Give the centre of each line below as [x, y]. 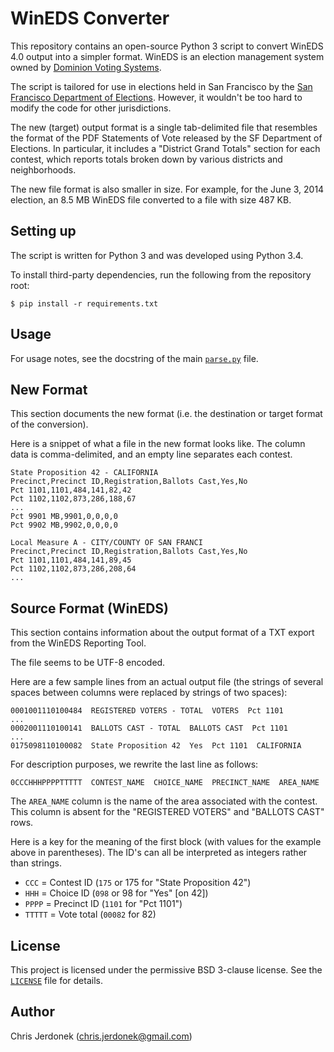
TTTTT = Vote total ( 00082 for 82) [90, 914]
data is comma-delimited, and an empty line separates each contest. [151, 454]
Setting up [43, 231]
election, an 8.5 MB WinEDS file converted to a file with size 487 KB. [151, 199]
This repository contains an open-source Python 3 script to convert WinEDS [167, 46]
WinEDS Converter [90, 18]
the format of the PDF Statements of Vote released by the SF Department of [166, 138]
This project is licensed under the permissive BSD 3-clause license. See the [166, 970]
